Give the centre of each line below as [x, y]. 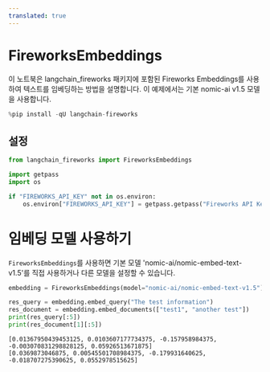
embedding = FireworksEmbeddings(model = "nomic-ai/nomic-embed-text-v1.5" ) [136, 288]
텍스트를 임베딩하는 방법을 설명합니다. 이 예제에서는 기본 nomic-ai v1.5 [134, 88]
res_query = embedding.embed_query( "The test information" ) [111, 302]
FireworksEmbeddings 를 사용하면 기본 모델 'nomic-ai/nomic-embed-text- [125, 263]
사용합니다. [34, 99]
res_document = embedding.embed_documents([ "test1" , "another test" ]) [129, 310]
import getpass [34, 175]
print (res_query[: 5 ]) [45, 317]
